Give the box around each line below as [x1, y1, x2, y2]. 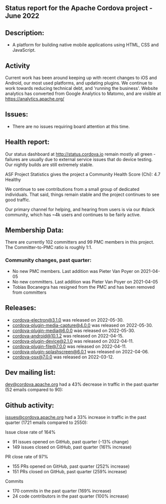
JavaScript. [12, 47, 36, 53]
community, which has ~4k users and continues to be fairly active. [5, 211, 141, 218]
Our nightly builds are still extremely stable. [5, 162, 94, 168]
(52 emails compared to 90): [5, 387, 63, 393]
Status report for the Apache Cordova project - [5, 4, 153, 12]
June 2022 [5, 12, 40, 20]
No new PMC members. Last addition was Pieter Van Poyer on [12, 268, 140, 274]
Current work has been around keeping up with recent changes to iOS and [5, 75, 157, 81]
